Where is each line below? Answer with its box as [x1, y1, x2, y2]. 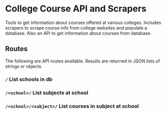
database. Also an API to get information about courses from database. [5, 30, 151, 36]
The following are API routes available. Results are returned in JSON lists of [5, 58, 160, 64]
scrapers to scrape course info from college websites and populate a [5, 24, 147, 30]
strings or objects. [5, 63, 42, 69]
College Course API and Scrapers [5, 3, 146, 14]
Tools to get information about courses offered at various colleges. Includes [5, 19, 161, 25]
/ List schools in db [5, 75, 52, 82]
